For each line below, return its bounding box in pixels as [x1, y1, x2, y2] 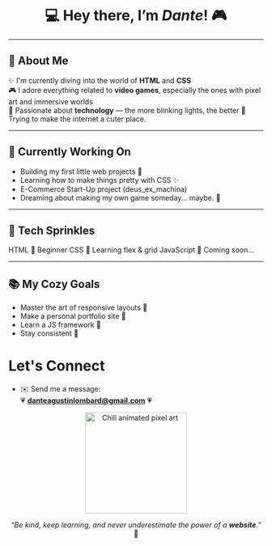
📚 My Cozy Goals [8, 277, 100, 291]
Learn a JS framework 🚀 [19, 320, 101, 330]
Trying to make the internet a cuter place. [8, 114, 147, 124]
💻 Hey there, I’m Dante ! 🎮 [45, 6, 227, 25]
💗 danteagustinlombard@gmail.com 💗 [19, 396, 152, 405]
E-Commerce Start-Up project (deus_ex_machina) [19, 184, 188, 194]
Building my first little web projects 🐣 [19, 167, 143, 176]
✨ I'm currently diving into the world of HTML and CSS [8, 75, 192, 85]
